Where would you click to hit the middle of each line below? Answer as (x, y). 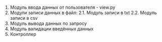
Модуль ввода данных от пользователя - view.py (63, 7)
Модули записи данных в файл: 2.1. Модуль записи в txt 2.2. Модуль (84, 13)
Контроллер (23, 34)
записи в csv (24, 18)
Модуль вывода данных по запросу (48, 23)
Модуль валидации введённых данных (52, 29)
